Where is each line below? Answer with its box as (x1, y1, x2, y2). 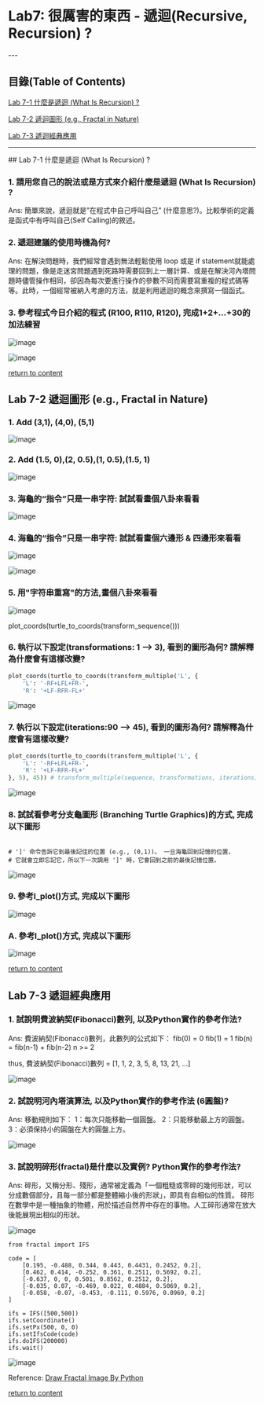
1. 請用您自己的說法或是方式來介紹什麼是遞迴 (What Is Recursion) (8, 176, 257, 187)
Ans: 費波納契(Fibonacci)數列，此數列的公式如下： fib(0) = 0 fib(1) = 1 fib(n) (8, 1033, 253, 1043)
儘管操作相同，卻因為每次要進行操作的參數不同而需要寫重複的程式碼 (21, 276, 242, 285)
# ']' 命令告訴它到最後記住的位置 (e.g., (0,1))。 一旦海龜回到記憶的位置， (8, 848, 234, 856)
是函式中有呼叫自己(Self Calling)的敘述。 (8, 215, 140, 225)
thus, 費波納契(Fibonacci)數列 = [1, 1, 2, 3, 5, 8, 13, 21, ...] (8, 1058, 191, 1068)
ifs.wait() (8, 1344, 44, 1352)
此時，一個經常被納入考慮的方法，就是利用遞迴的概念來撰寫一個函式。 (21, 286, 249, 295)
